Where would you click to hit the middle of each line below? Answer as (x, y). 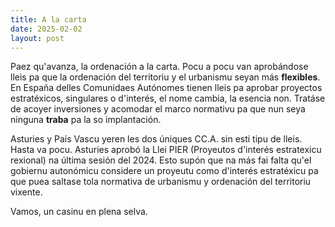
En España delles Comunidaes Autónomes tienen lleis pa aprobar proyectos (166, 88)
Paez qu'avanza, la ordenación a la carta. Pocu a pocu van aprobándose (159, 67)
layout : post (37, 38)
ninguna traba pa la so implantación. (86, 120)
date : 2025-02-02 (46, 29)
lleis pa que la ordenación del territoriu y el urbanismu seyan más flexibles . (165, 77)
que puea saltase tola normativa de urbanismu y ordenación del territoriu (161, 182)
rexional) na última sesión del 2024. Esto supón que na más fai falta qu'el (161, 160)
